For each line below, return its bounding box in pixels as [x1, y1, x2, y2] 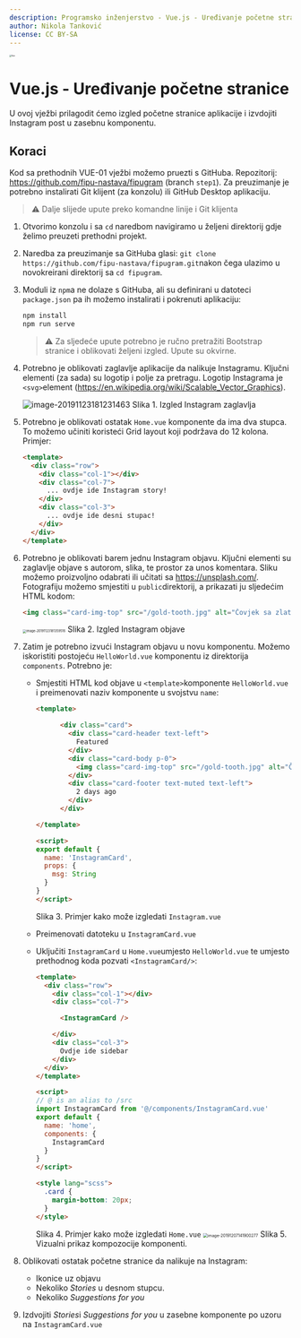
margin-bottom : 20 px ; [52, 1196, 133, 1204]
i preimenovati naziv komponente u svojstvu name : [35, 687, 219, 698]
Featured [75, 738, 109, 747]
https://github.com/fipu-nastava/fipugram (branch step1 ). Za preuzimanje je [9, 177, 289, 188]
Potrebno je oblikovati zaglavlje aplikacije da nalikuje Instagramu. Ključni [21, 362, 289, 373]
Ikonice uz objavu [35, 1273, 101, 1283]
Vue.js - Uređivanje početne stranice [9, 78, 289, 99]
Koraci [9, 143, 47, 159]
